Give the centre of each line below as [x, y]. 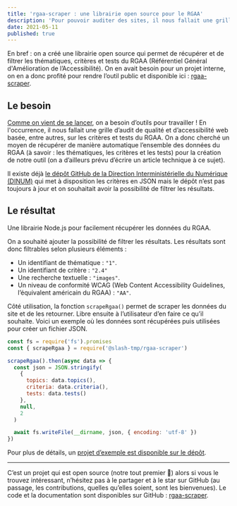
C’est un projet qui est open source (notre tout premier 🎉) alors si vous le [113, 473]
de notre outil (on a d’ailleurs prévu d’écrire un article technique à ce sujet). [116, 160]
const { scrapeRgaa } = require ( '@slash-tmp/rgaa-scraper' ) [98, 348]
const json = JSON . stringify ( [58, 367]
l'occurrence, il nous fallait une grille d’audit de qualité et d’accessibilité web [118, 130]
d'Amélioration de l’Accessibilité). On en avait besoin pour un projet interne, [116, 68]
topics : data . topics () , [61, 381]
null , [28, 407]
